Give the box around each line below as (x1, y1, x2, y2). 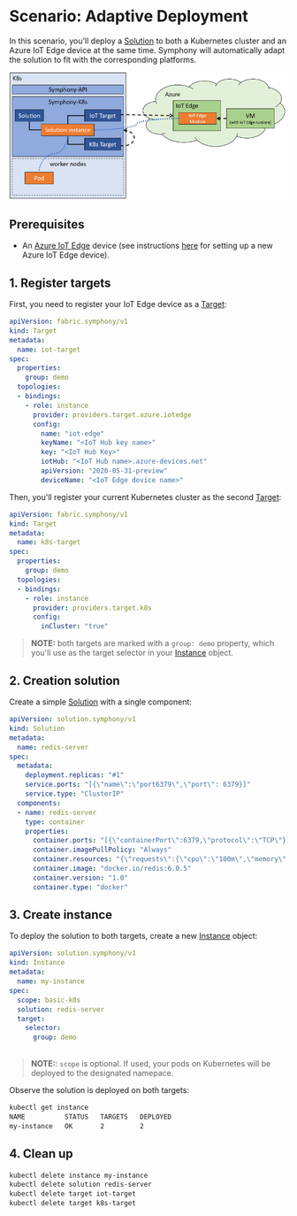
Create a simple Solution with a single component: (9, 697, 193, 707)
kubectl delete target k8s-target (9, 1199, 137, 1208)
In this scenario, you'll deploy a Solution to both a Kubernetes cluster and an (9, 35, 287, 46)
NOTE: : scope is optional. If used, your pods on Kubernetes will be (30, 1058, 271, 1069)
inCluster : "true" (41, 622, 109, 631)
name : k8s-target (17, 538, 81, 547)
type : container (25, 817, 86, 827)
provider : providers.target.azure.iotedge (32, 410, 192, 419)
